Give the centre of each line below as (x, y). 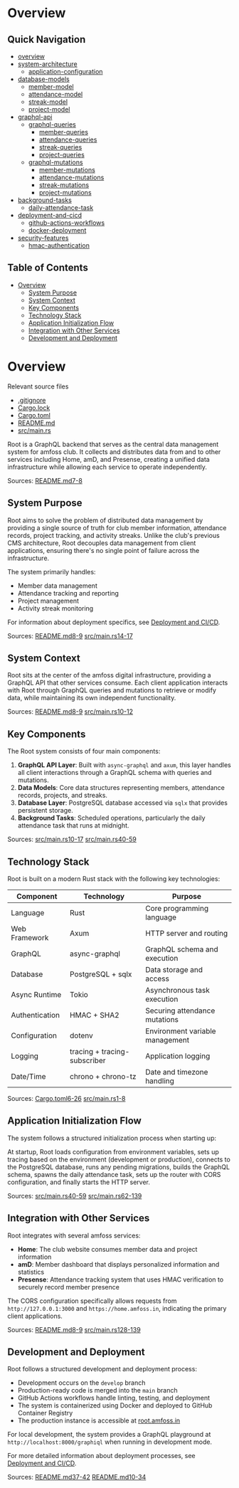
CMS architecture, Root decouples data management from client (102, 543)
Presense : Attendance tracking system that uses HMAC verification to (121, 1279)
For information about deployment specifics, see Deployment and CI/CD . (114, 622)
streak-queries (60, 147)
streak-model (48, 102)
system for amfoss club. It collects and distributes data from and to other (114, 452)
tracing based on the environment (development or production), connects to (119, 1159)
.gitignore (32, 400)
